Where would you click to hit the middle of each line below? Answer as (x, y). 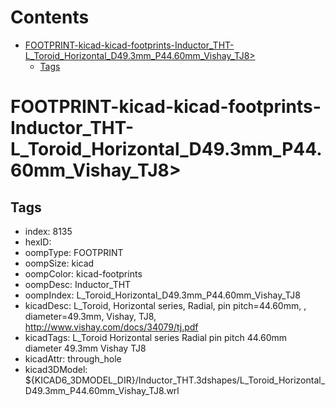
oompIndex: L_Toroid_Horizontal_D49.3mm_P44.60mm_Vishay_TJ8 (162, 295)
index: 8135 (48, 231)
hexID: (38, 242)
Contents (50, 17)
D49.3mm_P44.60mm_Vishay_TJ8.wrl (102, 390)
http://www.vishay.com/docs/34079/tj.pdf (111, 327)
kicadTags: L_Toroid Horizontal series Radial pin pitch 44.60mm (155, 337)
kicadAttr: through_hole (73, 358)
